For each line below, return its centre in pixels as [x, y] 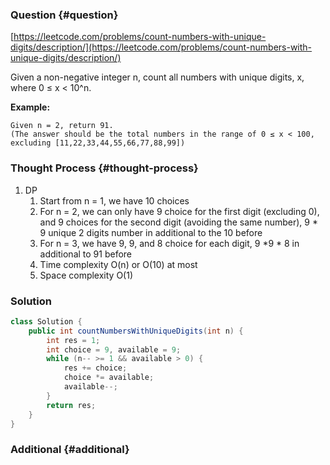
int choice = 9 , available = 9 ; [114, 349]
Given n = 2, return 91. [62, 126]
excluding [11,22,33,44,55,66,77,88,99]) [98, 143]
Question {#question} [64, 15]
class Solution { [46, 321]
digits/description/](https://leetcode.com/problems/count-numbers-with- [161, 47]
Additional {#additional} [70, 450]
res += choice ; [95, 368]
